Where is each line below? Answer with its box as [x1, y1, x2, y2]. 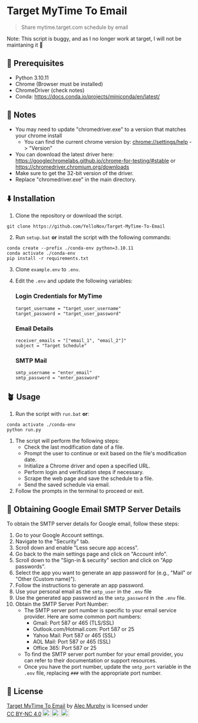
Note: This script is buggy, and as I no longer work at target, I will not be [6, 35, 182, 42]
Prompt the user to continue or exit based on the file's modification [24, 450, 187, 457]
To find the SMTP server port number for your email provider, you [24, 650, 183, 658]
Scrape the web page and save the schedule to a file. [24, 475, 154, 482]
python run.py [6, 427, 42, 433]
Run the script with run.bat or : [15, 410, 90, 418]
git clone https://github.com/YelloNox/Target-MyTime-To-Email [6, 224, 166, 229]
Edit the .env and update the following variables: [15, 277, 133, 284]
